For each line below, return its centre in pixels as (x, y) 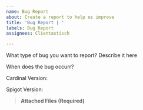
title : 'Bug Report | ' (35, 22)
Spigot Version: (25, 89)
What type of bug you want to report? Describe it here (71, 55)
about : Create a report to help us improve (60, 17)
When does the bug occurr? (40, 67)
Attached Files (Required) (52, 101)
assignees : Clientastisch (38, 34)
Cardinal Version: (27, 78)
